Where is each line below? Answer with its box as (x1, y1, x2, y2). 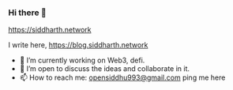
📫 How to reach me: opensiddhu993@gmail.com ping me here (19, 73, 226, 82)
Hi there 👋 (8, 7, 47, 18)
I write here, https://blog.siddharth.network (8, 40, 148, 50)
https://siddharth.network (8, 25, 92, 35)
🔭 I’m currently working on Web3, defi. (19, 55, 145, 66)
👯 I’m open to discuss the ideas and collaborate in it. (19, 64, 190, 73)
